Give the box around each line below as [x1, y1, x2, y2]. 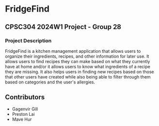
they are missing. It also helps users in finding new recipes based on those [5, 69, 154, 75]
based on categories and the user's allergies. [5, 79, 95, 85]
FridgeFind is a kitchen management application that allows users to [5, 48, 141, 54]
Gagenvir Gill [12, 106, 38, 112]
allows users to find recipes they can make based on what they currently [5, 58, 150, 64]
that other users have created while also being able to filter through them [5, 74, 151, 79]
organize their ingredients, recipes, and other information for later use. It [5, 53, 149, 59]
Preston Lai [12, 111, 35, 117]
